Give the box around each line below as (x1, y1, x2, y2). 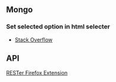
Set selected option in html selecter (6, 23, 111, 31)
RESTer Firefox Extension (6, 69, 68, 76)
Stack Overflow (14, 36, 53, 43)
